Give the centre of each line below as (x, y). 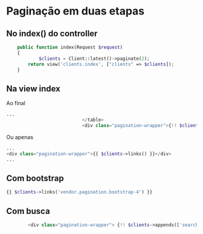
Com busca (28, 211)
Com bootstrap (35, 178)
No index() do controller (52, 34)
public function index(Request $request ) (70, 47)
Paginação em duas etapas (76, 11)
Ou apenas (20, 137)
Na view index (33, 89)
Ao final (16, 103)
